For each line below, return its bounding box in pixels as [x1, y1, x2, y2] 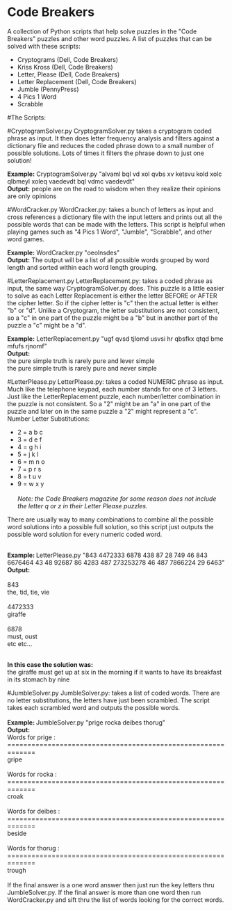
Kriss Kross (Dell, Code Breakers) [17, 63, 113, 71]
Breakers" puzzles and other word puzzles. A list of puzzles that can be [7, 34, 213, 42]
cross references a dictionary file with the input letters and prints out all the [7, 213, 222, 221]
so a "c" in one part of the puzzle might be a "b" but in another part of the [7, 314, 218, 322]
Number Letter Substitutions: [7, 414, 90, 423]
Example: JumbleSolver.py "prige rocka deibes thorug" [7, 718, 165, 727]
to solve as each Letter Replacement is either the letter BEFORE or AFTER [7, 291, 217, 300]
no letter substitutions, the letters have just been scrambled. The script [7, 696, 210, 704]
